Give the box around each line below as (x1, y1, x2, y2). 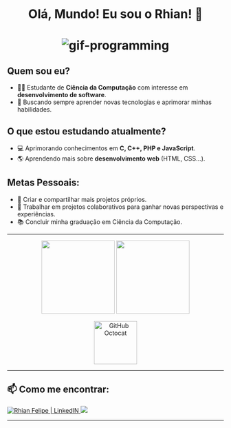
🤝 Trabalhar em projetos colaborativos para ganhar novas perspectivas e (16, 203, 224, 211)
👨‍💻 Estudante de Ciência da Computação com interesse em (16, 83, 188, 92)
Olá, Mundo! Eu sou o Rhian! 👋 (28, 6, 203, 22)
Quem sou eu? (7, 65, 71, 77)
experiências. (16, 210, 56, 218)
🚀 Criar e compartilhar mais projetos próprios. (16, 195, 147, 203)
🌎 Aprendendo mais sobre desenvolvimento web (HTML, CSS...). (16, 154, 206, 163)
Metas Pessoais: (7, 177, 80, 189)
